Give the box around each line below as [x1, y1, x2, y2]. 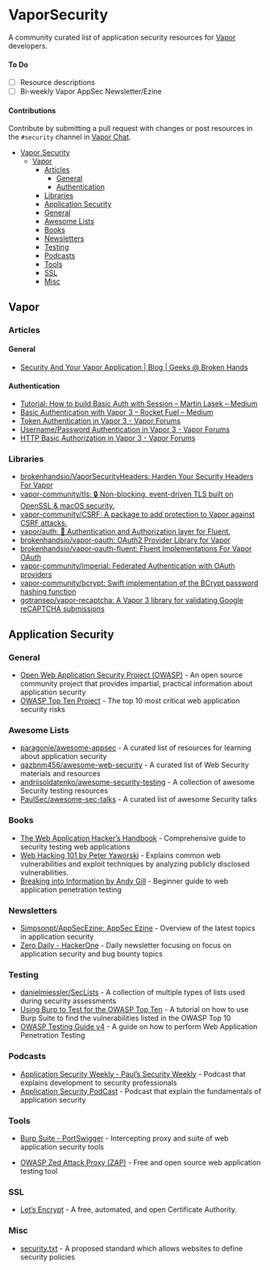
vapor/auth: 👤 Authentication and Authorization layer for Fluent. [19, 527, 231, 537]
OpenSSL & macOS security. [19, 501, 115, 511]
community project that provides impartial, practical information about [19, 679, 253, 689]
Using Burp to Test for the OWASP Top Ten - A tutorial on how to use [19, 1005, 249, 1015]
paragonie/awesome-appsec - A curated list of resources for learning [19, 743, 252, 753]
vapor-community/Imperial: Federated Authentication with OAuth [19, 561, 235, 571]
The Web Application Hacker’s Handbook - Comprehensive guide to [19, 833, 246, 842]
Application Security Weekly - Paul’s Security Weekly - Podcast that [19, 1069, 246, 1078]
